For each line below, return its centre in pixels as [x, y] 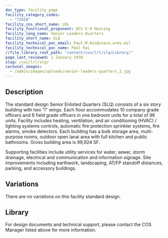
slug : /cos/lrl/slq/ [27, 62]
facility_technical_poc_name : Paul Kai [48, 48]
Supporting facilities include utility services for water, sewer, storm [75, 152]
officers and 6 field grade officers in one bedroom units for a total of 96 [80, 115]
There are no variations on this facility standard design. [63, 196]
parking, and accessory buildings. [41, 168]
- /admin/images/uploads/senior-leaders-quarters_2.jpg [70, 72]
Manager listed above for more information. [51, 230]
